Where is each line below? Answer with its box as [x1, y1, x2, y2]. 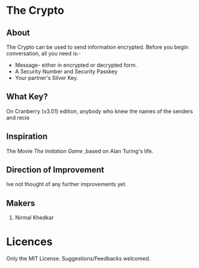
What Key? [6, 91, 48, 102]
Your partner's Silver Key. [14, 75, 78, 81]
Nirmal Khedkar [14, 214, 54, 221]
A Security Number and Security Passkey [14, 68, 118, 75]
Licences [6, 235, 53, 249]
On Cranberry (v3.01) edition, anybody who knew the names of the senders [6, 108, 194, 115]
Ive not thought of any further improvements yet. [6, 181, 127, 188]
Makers [6, 198, 35, 208]
